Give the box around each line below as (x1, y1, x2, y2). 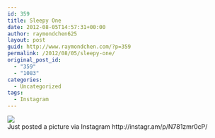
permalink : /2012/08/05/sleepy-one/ (7, 50, 115, 57)
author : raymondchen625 (7, 30, 78, 38)
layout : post (7, 37, 46, 44)
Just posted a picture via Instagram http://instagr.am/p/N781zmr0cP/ (7, 122, 208, 131)
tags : (7, 89, 23, 96)
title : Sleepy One (7, 17, 62, 24)
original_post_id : (7, 57, 62, 64)
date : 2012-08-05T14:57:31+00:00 (7, 23, 106, 30)
